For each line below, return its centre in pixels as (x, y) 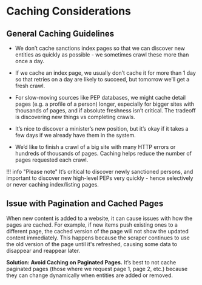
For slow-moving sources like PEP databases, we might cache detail (100, 98)
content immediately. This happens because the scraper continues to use (98, 238)
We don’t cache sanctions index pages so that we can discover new (100, 48)
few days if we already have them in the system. (75, 135)
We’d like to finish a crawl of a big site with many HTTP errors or (95, 147)
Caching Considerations (69, 11)
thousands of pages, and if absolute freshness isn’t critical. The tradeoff (105, 110)
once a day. (29, 61)
